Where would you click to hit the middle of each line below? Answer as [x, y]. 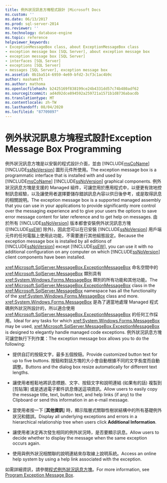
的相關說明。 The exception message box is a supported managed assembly [83, 200]
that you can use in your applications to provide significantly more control [81, 206]
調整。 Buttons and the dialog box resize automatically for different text [85, 367]
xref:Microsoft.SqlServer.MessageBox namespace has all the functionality [81, 290]
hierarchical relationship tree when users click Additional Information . [84, 422]
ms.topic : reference [27, 38]
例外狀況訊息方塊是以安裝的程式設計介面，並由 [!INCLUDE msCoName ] [78, 163]
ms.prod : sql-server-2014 [32, 24]
